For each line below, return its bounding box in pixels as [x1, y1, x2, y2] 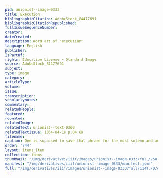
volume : [5, 84, 21, 89]
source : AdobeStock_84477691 [5, 61, 64, 66]
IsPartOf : [5, 52, 25, 58]
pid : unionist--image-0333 [5, 7, 60, 12]
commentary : [5, 102, 29, 107]
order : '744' [5, 143, 32, 148]
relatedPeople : [5, 107, 36, 112]
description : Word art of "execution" [5, 39, 83, 44]
